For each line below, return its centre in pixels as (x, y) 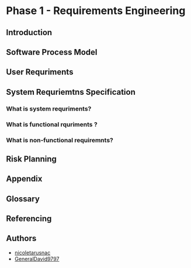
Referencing (29, 219)
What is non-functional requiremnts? (60, 140)
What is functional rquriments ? (52, 124)
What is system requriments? (49, 108)
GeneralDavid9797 (37, 259)
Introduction (29, 32)
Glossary (23, 199)
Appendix (24, 179)
